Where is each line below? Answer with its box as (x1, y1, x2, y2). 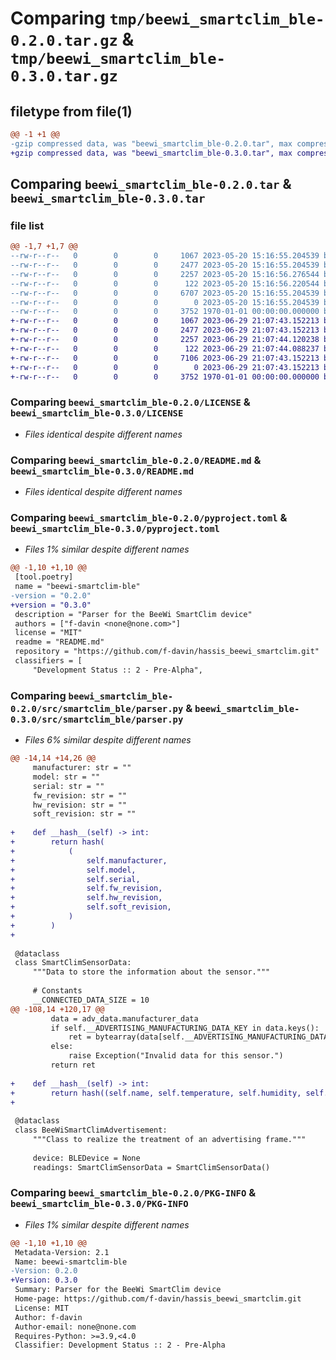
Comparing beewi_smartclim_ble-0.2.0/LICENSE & (10, 395, 251, 409)
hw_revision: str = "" (32, 800, 128, 810)
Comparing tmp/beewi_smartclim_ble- (10, 7, 325, 30)
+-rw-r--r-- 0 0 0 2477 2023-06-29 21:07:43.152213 (10, 325, 320, 336)
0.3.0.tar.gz (10, 67, 118, 86)
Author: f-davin (14, 1312, 83, 1322)
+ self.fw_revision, (10, 883, 163, 894)
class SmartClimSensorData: (14, 958, 132, 968)
